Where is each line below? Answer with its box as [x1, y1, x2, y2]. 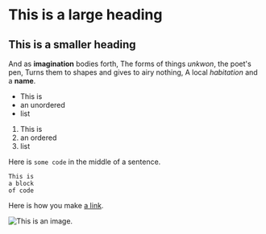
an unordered [19, 101, 66, 109]
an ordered [19, 133, 57, 142]
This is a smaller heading [8, 38, 136, 51]
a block [8, 179, 35, 187]
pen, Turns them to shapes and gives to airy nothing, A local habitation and [8, 68, 258, 77]
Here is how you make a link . [8, 201, 104, 210]
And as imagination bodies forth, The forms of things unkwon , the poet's [8, 59, 251, 68]
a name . [8, 76, 36, 85]
